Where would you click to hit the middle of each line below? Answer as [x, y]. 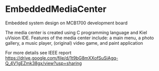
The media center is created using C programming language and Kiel [76, 32]
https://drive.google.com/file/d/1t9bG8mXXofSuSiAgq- [62, 58]
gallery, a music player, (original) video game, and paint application [74, 43]
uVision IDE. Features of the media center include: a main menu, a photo [79, 38]
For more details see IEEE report [38, 53]
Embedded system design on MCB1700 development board [66, 23]
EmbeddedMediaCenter [56, 9]
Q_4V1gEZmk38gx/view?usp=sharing [43, 63]
